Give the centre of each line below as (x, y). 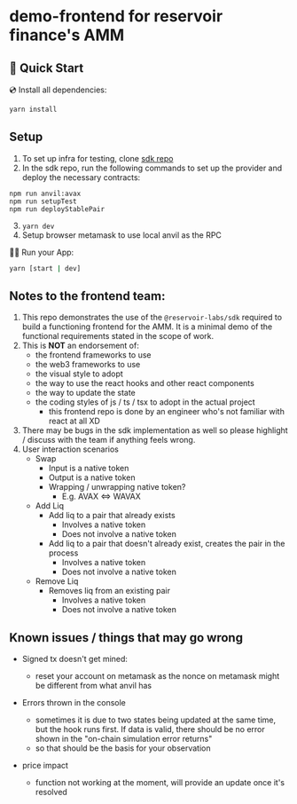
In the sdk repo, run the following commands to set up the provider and (152, 168)
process (63, 553)
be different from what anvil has (94, 686)
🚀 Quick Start (47, 68)
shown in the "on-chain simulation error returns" (124, 739)
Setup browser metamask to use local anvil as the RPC (121, 235)
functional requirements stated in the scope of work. (118, 336)
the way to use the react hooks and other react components (145, 383)
